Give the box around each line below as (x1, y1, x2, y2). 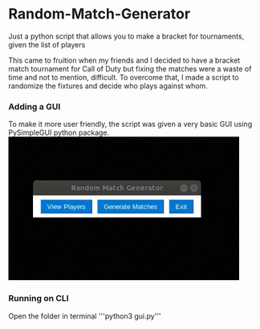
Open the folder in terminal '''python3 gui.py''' (8, 311, 162, 321)
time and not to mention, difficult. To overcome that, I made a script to (8, 72, 239, 82)
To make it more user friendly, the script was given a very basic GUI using (8, 120, 253, 129)
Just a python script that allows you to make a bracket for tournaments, (8, 31, 245, 41)
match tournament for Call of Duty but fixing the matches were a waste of (8, 63, 252, 73)
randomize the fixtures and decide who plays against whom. (8, 81, 209, 91)
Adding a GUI (8, 101, 61, 112)
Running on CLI (8, 293, 70, 304)
